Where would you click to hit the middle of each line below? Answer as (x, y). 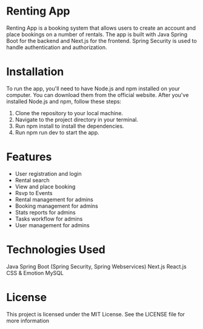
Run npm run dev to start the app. (57, 132)
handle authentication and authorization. (57, 47)
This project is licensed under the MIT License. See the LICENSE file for (96, 314)
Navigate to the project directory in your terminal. (76, 119)
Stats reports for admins (45, 212)
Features (29, 157)
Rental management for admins (54, 199)
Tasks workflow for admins (49, 219)
